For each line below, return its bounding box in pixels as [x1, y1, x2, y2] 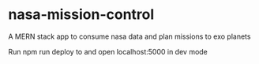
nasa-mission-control [8, 6, 155, 24]
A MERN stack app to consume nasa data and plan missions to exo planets [8, 32, 251, 41]
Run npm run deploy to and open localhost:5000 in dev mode [8, 47, 208, 56]
